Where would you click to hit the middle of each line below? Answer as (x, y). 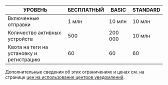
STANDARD (146, 10)
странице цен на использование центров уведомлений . (65, 77)
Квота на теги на (28, 47)
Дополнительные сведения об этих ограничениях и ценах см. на (75, 72)
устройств (20, 39)
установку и (22, 53)
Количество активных (34, 33)
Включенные (23, 18)
